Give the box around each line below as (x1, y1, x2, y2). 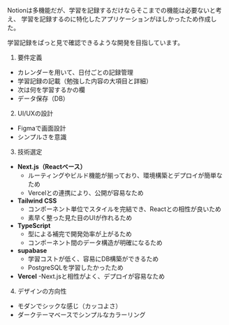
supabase (17, 247, 47, 254)
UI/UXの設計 (17, 109, 54, 117)
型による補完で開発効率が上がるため (27, 230, 133, 238)
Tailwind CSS (17, 196, 57, 205)
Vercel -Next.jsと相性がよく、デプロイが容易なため (17, 272, 165, 280)
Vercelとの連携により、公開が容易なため (27, 189, 145, 197)
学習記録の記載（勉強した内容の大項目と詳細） (17, 77, 152, 85)
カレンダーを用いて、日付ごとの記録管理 (17, 68, 134, 76)
